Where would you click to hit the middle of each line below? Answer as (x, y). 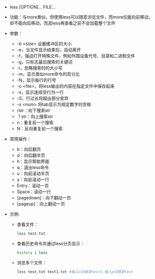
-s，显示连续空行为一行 (40, 92)
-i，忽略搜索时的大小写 (40, 68)
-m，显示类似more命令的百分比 (48, 74)
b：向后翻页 (29, 149)
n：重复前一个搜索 (35, 123)
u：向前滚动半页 (33, 173)
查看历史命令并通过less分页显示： (51, 243)
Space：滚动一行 (34, 192)
